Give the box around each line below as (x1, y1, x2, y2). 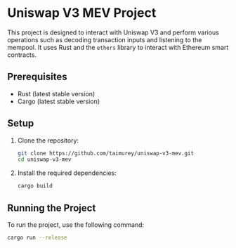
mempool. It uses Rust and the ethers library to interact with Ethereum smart (7, 43, 229, 51)
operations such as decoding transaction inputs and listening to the (7, 35, 202, 44)
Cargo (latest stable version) (17, 97, 100, 105)
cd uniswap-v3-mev (17, 156, 72, 163)
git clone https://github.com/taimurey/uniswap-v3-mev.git (17, 150, 195, 157)
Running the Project (7, 202, 96, 214)
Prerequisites (7, 71, 67, 83)
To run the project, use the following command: (7, 221, 145, 229)
